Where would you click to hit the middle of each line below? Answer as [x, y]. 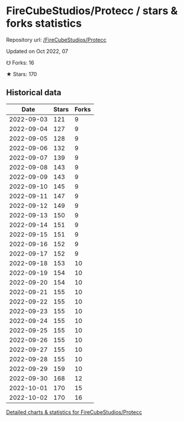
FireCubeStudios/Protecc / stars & [92, 11]
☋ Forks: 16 [20, 63]
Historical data [34, 93]
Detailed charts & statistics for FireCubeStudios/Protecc [74, 412]
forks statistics [44, 23]
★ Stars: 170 [22, 74]
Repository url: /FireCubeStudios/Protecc [56, 40]
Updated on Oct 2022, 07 [37, 51]
